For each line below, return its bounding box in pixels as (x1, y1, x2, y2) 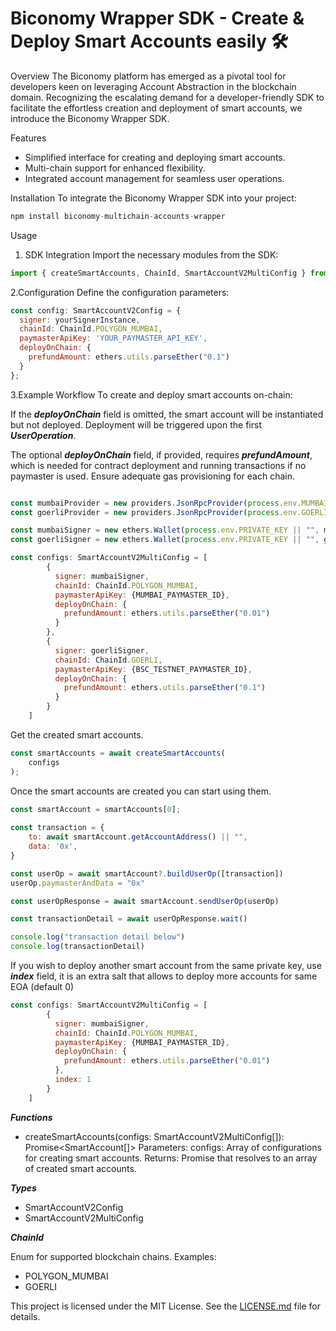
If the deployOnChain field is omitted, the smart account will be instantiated (10, 408, 324, 420)
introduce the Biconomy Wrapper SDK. (10, 112, 170, 124)
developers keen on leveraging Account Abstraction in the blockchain (10, 80, 297, 92)
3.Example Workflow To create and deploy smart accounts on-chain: (10, 388, 293, 401)
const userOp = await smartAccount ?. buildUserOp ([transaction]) (10, 868, 284, 879)
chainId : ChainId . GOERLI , (54, 655, 163, 665)
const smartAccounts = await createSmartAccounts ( (10, 748, 226, 758)
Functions (10, 1111, 53, 1123)
